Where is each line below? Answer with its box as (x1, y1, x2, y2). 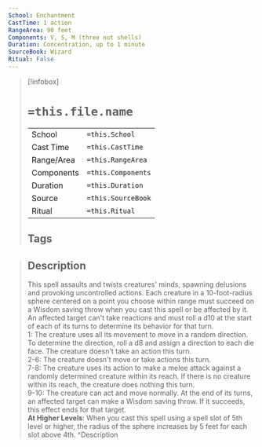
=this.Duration (86, 181, 144, 189)
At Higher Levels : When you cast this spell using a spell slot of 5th (27, 413, 243, 423)
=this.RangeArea (86, 155, 147, 164)
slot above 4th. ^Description (27, 430, 118, 440)
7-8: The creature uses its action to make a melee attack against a (27, 363, 242, 373)
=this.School (86, 130, 136, 138)
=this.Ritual (86, 206, 136, 215)
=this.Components (86, 168, 151, 177)
